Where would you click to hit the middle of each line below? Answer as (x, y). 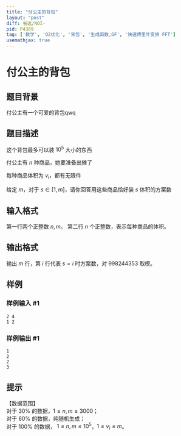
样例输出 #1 (23, 338)
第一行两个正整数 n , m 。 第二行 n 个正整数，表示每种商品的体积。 (88, 227)
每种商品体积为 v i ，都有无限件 (44, 176)
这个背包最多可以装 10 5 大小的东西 (49, 149)
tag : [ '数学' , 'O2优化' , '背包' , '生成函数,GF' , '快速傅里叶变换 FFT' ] (91, 35)
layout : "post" (26, 18)
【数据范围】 (22, 403)
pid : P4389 (20, 29)
